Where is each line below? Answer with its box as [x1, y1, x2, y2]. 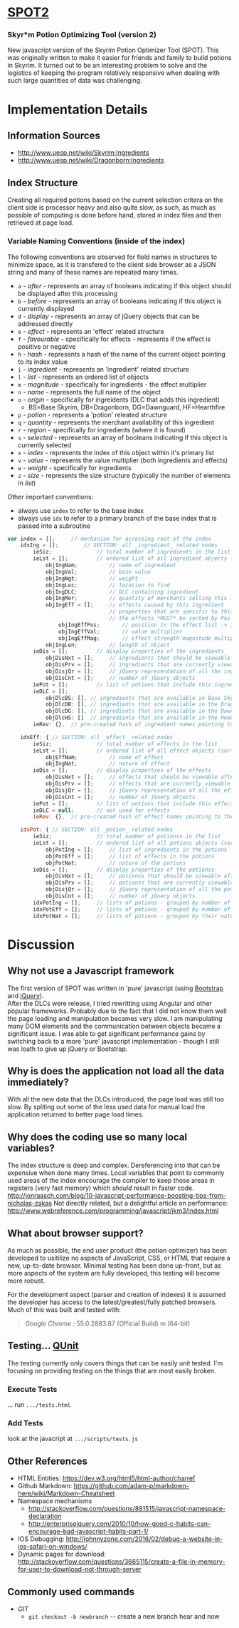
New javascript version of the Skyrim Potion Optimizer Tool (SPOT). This [7, 46, 219, 54]
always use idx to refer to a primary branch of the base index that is [17, 514, 217, 522]
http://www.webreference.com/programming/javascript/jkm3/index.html [7, 1206, 219, 1215]
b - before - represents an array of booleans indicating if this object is [17, 297, 222, 305]
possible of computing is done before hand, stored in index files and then [7, 211, 222, 220]
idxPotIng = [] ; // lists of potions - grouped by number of [33, 899, 231, 906]
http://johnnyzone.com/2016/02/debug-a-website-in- [65, 1535, 223, 1543]
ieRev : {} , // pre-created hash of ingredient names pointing [33, 721, 224, 728]
